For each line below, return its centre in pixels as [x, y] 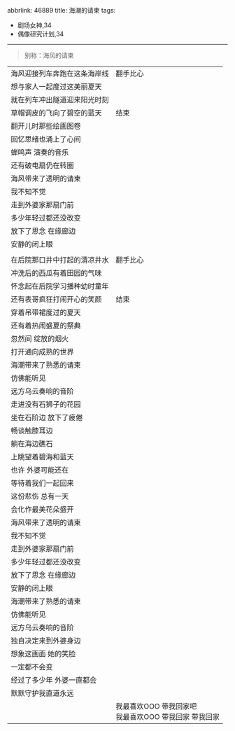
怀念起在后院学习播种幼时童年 [60, 286]
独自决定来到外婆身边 [46, 641]
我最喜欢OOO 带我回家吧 [156, 706]
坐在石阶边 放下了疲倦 [47, 417]
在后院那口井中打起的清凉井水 [60, 260]
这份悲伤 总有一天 [40, 496]
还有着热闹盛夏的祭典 [46, 326]
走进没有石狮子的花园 [46, 404]
